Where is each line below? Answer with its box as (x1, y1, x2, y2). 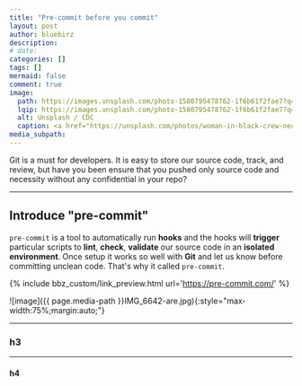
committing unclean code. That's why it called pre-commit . (9, 260, 225, 271)
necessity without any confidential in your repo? (9, 173, 187, 184)
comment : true (9, 80, 63, 89)
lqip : (17, 105, 39, 114)
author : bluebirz (9, 30, 75, 39)
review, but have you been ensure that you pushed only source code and (9, 163, 280, 175)
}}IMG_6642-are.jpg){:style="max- (117, 295, 246, 306)
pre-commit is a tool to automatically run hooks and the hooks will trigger (9, 232, 280, 242)
